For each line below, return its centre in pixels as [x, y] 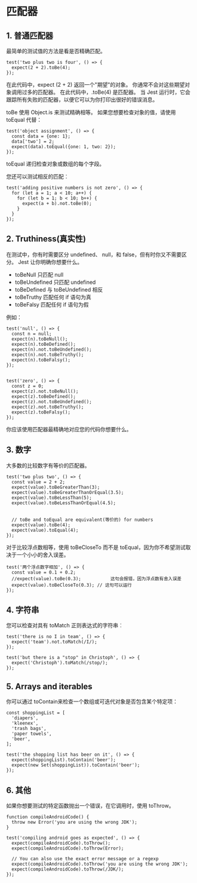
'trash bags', [29, 729]
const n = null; [32, 334]
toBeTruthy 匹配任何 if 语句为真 [53, 297]
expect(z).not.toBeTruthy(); [48, 407]
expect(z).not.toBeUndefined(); [52, 401]
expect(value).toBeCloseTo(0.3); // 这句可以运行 [72, 585]
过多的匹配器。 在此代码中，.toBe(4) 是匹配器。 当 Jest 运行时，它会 [106, 92]
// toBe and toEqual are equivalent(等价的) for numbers [82, 520]
